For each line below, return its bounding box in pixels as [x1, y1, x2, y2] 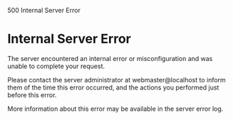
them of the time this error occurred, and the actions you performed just [7, 83, 219, 92]
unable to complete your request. [7, 62, 105, 70]
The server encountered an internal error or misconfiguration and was [7, 54, 213, 62]
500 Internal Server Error [7, 6, 81, 14]
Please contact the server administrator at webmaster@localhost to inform [7, 75, 226, 84]
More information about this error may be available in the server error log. [7, 104, 224, 113]
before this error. [7, 90, 57, 99]
